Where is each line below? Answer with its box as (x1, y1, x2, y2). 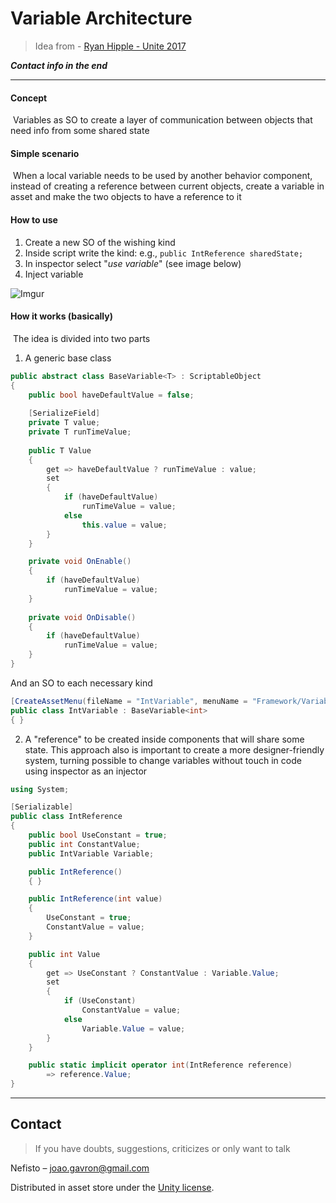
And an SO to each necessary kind (10, 677, 153, 689)
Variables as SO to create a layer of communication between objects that (12, 114, 313, 126)
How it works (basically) (10, 310, 113, 322)
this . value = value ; (81, 520, 168, 530)
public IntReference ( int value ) (28, 894, 163, 904)
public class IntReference (10, 812, 123, 822)
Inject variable (24, 268, 84, 280)
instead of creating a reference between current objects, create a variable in (10, 180, 325, 192)
